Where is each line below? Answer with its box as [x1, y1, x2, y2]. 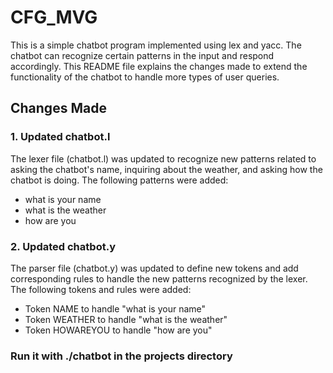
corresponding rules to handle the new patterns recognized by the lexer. [10, 272, 308, 285]
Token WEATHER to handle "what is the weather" [24, 313, 228, 325]
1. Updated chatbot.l [10, 130, 111, 144]
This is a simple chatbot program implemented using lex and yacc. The [10, 39, 302, 51]
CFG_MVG [10, 6, 98, 29]
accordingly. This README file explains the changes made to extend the [10, 60, 308, 72]
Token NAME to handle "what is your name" [24, 302, 207, 315]
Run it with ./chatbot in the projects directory [10, 349, 233, 363]
